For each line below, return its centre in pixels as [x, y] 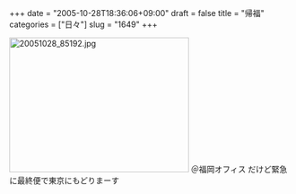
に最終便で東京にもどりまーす [64, 181]
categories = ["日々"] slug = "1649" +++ [83, 24]
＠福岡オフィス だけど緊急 [239, 169]
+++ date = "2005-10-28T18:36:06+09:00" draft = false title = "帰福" [137, 13]
